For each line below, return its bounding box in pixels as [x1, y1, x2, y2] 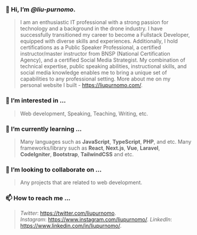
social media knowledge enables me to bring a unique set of [20, 69, 167, 76]
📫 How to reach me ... [5, 194, 71, 202]
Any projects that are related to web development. [20, 179, 143, 186]
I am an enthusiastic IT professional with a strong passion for [20, 19, 169, 26]
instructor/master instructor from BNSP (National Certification [20, 50, 170, 57]
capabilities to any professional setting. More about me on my [20, 75, 171, 82]
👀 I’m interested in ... [5, 96, 66, 105]
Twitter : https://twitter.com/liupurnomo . [20, 210, 117, 217]
